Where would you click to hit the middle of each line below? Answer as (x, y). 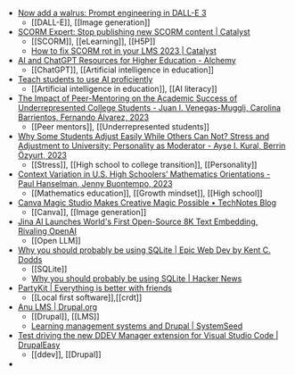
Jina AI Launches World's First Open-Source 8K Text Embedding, (138, 221)
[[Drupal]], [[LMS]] (65, 317)
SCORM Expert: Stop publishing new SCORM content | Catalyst (134, 32)
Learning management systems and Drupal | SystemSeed (137, 326)
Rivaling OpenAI (47, 231)
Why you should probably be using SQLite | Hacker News (136, 279)
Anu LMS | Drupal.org (57, 307)
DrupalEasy (39, 345)
